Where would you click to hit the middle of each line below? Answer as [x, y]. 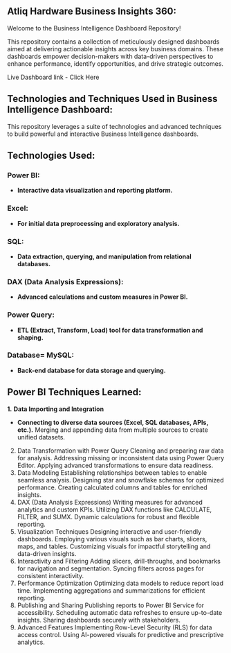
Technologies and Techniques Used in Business [112, 99]
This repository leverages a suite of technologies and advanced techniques [114, 126]
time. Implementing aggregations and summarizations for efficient [111, 590]
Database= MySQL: [41, 355]
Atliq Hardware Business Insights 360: [92, 11]
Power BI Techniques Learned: [74, 392]
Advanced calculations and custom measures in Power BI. [102, 297]
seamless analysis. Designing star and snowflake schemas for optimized [120, 480]
